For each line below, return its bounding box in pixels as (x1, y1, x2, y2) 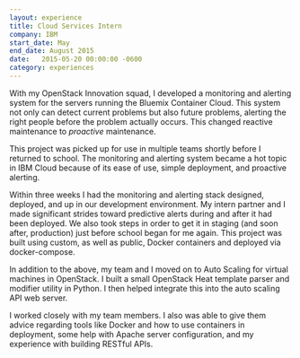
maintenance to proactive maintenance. (9, 126, 156, 136)
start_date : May (9, 38, 70, 48)
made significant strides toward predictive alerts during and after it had (9, 208, 272, 219)
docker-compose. (9, 246, 75, 257)
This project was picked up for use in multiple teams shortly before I (9, 143, 261, 153)
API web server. (9, 293, 68, 303)
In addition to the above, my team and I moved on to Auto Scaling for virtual (9, 264, 289, 275)
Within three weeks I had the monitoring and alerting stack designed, (9, 189, 265, 200)
